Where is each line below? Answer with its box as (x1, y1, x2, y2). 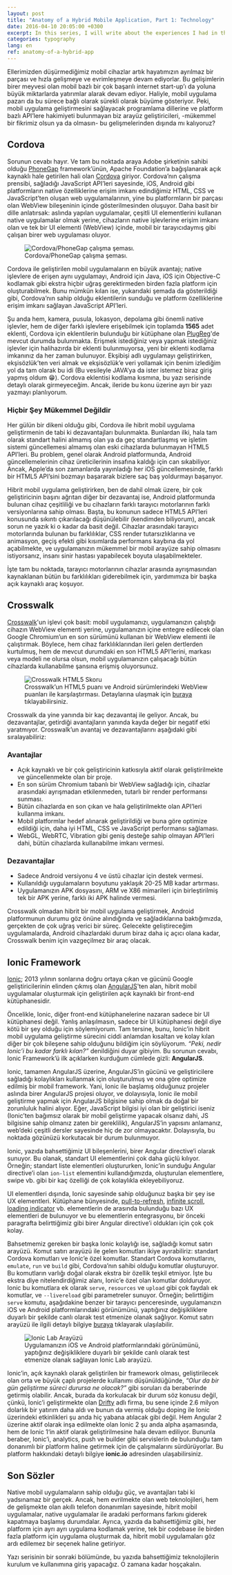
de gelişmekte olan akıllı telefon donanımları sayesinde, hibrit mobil (7, 1503, 197, 1512)
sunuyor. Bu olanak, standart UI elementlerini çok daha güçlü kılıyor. (7, 1154, 200, 1163)
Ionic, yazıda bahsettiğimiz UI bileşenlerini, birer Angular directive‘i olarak (7, 1147, 215, 1155)
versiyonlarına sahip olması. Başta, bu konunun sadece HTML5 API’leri (7, 507, 208, 516)
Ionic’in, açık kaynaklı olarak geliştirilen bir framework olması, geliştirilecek (7, 1369, 219, 1378)
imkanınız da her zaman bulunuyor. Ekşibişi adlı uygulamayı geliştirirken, (7, 351, 213, 360)
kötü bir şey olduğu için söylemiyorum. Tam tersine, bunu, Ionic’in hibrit (7, 1025, 210, 1033)
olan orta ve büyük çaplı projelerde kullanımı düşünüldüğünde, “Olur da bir (7, 1376, 220, 1385)
